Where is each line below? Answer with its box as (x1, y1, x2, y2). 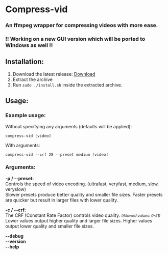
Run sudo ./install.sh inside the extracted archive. (12, 81, 123, 88)
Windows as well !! (5, 42, 53, 49)
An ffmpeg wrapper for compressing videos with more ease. (5, 22, 158, 29)
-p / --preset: (5, 175, 34, 181)
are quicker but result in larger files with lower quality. (5, 197, 118, 203)
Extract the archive (12, 76, 53, 82)
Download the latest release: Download (12, 71, 95, 77)
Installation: (5, 58, 44, 66)
